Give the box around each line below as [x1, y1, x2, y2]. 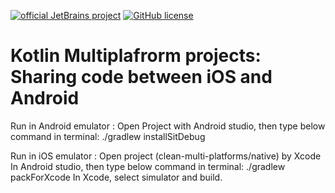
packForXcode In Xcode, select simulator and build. [10, 171, 223, 183]
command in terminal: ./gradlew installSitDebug [10, 130, 206, 142]
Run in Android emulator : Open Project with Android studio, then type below [10, 120, 326, 132]
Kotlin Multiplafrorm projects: [10, 45, 262, 67]
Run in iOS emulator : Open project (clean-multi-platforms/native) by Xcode [10, 150, 322, 162]
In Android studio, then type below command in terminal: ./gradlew [10, 160, 286, 172]
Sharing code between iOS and [10, 66, 273, 89]
